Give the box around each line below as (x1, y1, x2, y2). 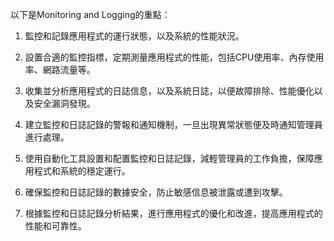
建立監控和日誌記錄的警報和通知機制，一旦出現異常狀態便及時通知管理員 (24, 119, 323, 130)
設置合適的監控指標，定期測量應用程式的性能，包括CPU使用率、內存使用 (24, 51, 325, 63)
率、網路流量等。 (24, 64, 96, 75)
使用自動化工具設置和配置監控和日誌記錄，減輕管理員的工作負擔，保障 (24, 153, 315, 164)
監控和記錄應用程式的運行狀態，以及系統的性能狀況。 (24, 30, 245, 42)
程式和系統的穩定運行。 (33, 165, 131, 177)
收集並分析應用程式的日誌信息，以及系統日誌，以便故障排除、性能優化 (24, 85, 315, 97)
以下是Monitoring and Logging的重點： (10, 9, 171, 20)
